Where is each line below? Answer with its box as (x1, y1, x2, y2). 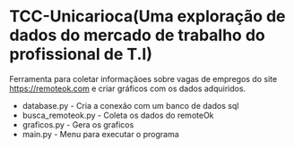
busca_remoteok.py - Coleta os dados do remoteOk (22, 110, 214, 120)
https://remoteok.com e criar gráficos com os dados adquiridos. (9, 83, 246, 94)
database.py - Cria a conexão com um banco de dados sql (22, 100, 239, 111)
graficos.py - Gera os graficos (22, 119, 134, 130)
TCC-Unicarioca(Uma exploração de (9, 6, 286, 27)
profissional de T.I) (9, 45, 153, 64)
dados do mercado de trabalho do (9, 25, 266, 45)
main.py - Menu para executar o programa (22, 128, 179, 139)
